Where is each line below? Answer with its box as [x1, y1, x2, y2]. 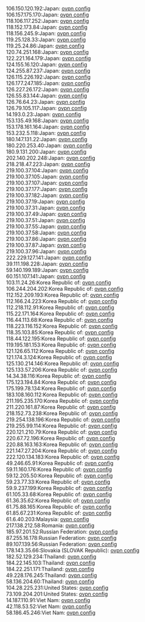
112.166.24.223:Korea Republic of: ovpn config [6, 298, 118, 304]
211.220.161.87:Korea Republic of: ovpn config [6, 404, 116, 410]
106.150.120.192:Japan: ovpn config [6, 5, 91, 12]
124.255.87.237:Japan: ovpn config [6, 67, 91, 74]
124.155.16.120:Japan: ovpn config [6, 61, 88, 68]
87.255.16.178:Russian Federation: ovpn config [6, 535, 117, 541]
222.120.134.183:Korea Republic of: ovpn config [6, 454, 120, 460]
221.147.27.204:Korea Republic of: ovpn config [6, 447, 118, 454]
